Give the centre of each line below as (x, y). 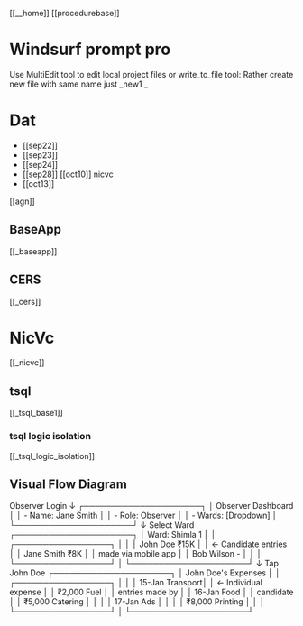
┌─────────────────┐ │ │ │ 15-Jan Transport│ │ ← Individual (136, 583)
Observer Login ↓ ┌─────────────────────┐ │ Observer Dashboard (151, 506)
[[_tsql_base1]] (36, 413)
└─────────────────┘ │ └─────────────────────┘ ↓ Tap (144, 564)
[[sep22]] (40, 145)
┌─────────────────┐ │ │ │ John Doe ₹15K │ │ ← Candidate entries (148, 544)
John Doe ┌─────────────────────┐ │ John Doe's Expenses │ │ (145, 573)
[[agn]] (23, 201)
